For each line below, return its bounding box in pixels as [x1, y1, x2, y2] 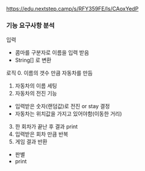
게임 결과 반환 [14, 138, 48, 146]
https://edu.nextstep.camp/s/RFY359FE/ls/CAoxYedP [6, 5, 139, 12]
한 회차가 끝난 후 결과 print [14, 123, 78, 131]
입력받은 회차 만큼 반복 [14, 131, 69, 138]
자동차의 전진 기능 [14, 90, 57, 97]
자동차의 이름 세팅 [14, 82, 57, 89]
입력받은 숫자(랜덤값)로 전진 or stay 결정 [14, 103, 110, 110]
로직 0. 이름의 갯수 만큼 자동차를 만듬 [6, 69, 93, 77]
